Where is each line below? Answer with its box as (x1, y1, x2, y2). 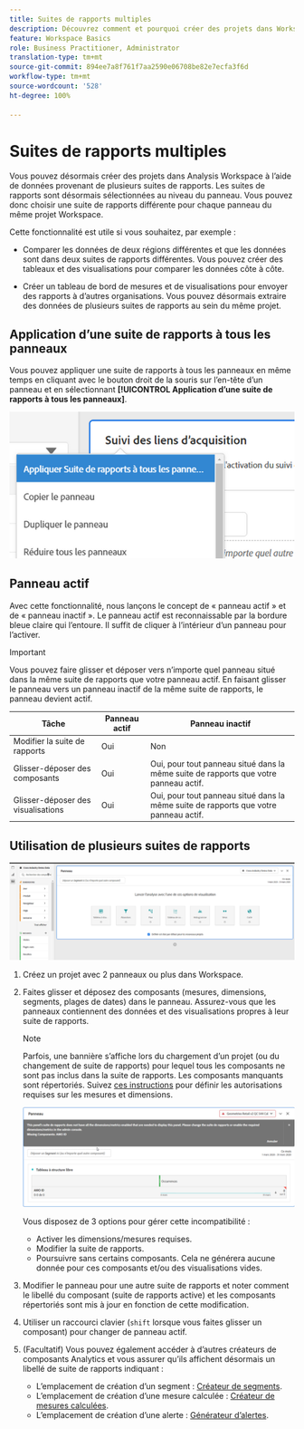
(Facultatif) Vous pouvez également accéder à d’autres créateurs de (22, 1344, 277, 1355)
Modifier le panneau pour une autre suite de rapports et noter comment (22, 1280, 290, 1291)
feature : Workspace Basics (9, 34, 111, 43)
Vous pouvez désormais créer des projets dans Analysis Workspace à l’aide (9, 170, 292, 181)
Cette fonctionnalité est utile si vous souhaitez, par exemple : (9, 227, 237, 237)
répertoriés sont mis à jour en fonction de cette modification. (22, 1299, 250, 1310)
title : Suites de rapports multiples (9, 14, 152, 24)
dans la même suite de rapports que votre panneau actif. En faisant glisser (9, 673, 287, 684)
